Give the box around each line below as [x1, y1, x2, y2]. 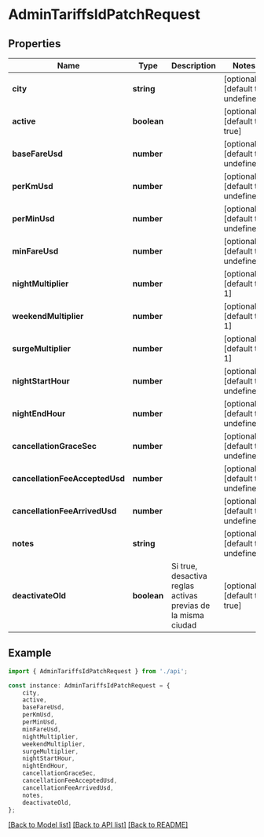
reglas [171, 580, 195, 591]
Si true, [171, 561, 198, 572]
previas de [171, 600, 211, 611]
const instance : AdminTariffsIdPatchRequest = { [8, 681, 170, 690]
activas [171, 591, 198, 601]
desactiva [171, 571, 207, 581]
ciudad [171, 620, 197, 631]
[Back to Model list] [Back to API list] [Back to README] [8, 820, 189, 830]
